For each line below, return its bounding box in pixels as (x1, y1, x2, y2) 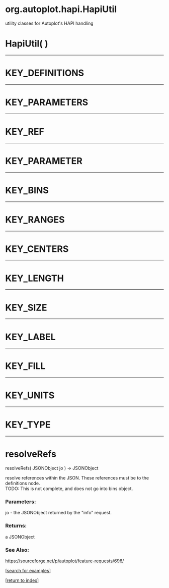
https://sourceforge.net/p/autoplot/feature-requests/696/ (5, 558, 124, 564)
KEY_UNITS (5, 390, 55, 401)
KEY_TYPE (5, 419, 51, 431)
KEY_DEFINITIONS (5, 67, 84, 79)
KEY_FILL (5, 360, 46, 372)
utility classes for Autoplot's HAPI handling (5, 20, 94, 26)
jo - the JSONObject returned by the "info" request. (5, 510, 112, 516)
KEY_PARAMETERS (5, 97, 89, 108)
